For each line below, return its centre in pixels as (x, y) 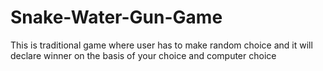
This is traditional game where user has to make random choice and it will (161, 45)
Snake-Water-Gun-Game (116, 17)
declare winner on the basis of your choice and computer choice (143, 55)
